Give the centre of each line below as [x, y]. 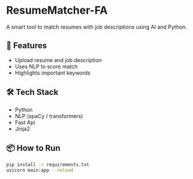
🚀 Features [27, 46]
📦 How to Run [33, 148]
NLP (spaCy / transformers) [49, 116]
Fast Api [25, 122]
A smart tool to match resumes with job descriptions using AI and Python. [96, 27]
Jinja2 [22, 128]
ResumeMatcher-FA [57, 10]
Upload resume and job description [58, 60]
